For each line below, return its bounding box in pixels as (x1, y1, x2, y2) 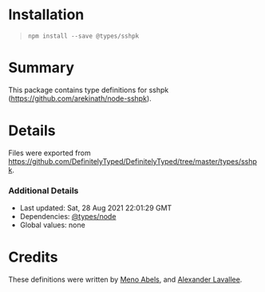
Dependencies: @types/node (19, 212, 117, 222)
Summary (8, 58, 74, 77)
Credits (8, 248, 58, 266)
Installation (8, 6, 85, 24)
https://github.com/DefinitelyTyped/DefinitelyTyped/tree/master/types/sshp (8, 156, 258, 166)
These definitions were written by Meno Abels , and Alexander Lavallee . (8, 274, 243, 285)
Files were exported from (8, 148, 91, 158)
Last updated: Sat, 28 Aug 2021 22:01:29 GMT (19, 203, 172, 213)
